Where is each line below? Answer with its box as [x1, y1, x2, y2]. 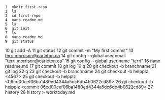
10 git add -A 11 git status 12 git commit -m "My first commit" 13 [5, 48, 133, 53]
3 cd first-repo [5, 13, 41, 18]
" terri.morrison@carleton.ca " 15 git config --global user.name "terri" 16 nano [5, 58, 161, 64]
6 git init [5, 26, 30, 31]
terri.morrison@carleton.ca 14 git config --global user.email [5, 53, 126, 58]
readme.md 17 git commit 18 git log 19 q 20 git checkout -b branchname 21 [5, 63, 157, 69]
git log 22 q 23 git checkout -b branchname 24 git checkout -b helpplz [5, 69, 149, 74]
